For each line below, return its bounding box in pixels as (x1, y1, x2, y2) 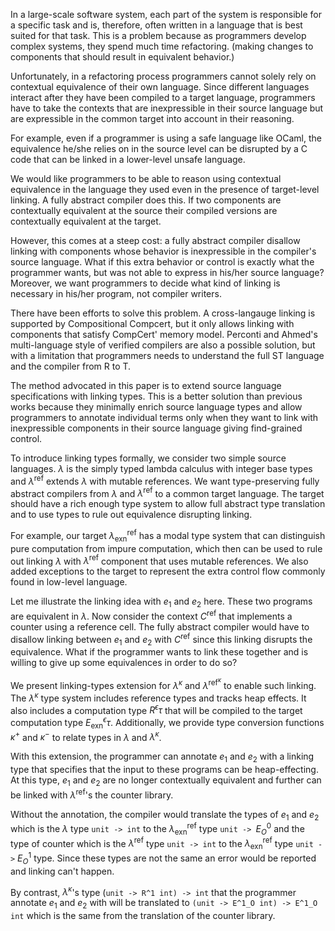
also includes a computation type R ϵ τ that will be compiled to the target (10, 702, 303, 716)
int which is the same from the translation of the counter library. (10, 910, 276, 922)
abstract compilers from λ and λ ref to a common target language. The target (10, 485, 325, 499)
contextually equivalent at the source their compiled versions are (10, 205, 278, 216)
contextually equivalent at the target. (10, 215, 162, 227)
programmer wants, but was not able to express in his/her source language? (10, 267, 325, 278)
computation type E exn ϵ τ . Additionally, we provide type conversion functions (10, 715, 325, 731)
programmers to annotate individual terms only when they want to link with (10, 412, 319, 423)
